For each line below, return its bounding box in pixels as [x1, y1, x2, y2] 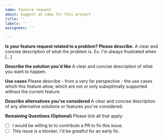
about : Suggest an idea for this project [5, 12, 91, 17]
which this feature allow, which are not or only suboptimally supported [5, 83, 147, 89]
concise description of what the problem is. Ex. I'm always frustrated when [5, 49, 157, 55]
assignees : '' [5, 26, 34, 31]
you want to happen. [5, 69, 47, 74]
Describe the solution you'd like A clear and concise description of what [5, 64, 153, 69]
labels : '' [5, 21, 27, 26]
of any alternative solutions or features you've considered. [5, 104, 124, 109]
